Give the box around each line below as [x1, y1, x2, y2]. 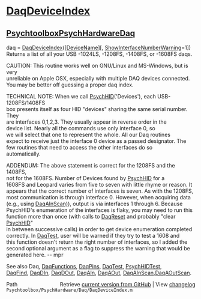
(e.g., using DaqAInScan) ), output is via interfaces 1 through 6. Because [6, 200, 183, 207]
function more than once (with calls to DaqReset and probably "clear [6, 213, 176, 220]
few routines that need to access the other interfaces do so [6, 144, 153, 151]
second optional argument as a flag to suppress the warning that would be [6, 245, 190, 252]
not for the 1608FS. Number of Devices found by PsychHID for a [6, 175, 165, 181]
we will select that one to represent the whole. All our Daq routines [6, 131, 171, 138]
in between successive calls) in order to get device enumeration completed [6, 226, 193, 232]
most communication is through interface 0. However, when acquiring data [6, 194, 191, 201]
